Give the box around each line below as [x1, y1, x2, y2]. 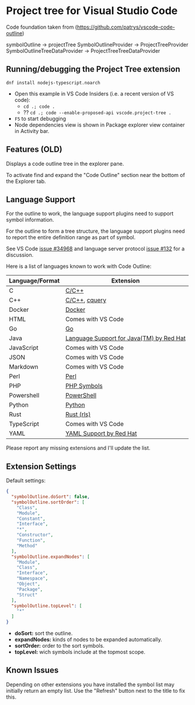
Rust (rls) [65, 410, 91, 418]
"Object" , [16, 581, 41, 587]
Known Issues [6, 665, 59, 675]
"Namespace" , [16, 575, 48, 581]
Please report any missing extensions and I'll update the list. [6, 444, 151, 452]
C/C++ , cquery [65, 296, 107, 304]
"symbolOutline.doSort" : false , [11, 494, 90, 500]
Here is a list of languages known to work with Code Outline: [6, 263, 152, 270]
